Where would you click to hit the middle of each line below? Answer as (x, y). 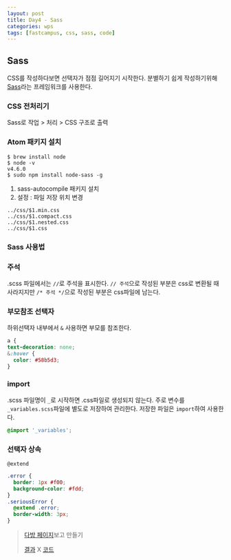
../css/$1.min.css (33, 210)
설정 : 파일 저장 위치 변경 (50, 197)
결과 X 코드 (39, 550)
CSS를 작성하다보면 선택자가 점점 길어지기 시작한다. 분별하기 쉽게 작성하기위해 (112, 78)
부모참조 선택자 (31, 311)
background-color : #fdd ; (49, 489)
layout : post (26, 13)
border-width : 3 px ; (41, 515)
